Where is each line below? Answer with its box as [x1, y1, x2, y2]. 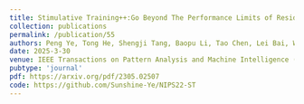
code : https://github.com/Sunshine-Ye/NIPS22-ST [9, 80, 196, 90]
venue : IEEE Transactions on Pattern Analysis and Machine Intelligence [9, 55, 290, 64]
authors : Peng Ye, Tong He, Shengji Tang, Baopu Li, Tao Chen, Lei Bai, [9, 38, 290, 48]
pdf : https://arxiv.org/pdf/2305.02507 [9, 72, 160, 81]
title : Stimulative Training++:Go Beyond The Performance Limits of [9, 13, 273, 23]
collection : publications [9, 22, 107, 31]
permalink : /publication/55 [9, 30, 116, 39]
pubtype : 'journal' [9, 64, 83, 73]
